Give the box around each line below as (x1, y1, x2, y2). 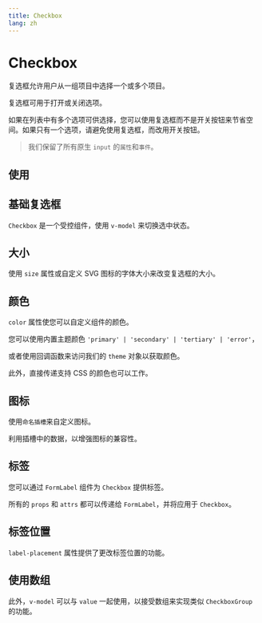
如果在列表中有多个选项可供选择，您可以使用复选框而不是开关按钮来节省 (8, 115, 246, 125)
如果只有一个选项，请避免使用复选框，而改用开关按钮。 (22, 125, 204, 135)
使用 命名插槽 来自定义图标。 (8, 417, 96, 427)
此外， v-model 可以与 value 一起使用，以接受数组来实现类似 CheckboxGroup (8, 596, 253, 605)
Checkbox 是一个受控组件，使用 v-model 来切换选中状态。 (8, 220, 194, 230)
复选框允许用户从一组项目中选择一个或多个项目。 (8, 81, 169, 90)
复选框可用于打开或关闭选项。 (8, 98, 106, 108)
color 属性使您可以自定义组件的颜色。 (8, 317, 133, 327)
